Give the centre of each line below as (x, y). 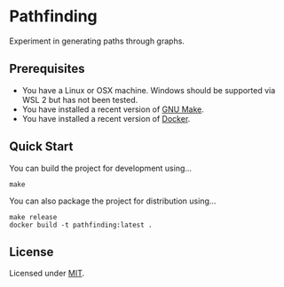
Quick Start (41, 147)
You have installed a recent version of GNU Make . (113, 109)
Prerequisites (47, 69)
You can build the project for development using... (101, 168)
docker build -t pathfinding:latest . (81, 225)
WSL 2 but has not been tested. (80, 100)
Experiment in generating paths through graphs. (97, 41)
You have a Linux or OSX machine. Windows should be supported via (149, 90)
